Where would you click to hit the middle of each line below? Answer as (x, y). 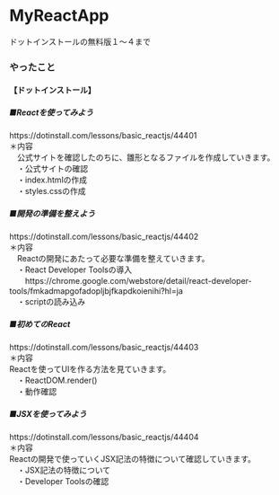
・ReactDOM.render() (57, 380)
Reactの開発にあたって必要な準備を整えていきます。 (113, 259)
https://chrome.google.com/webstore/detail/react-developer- (139, 281)
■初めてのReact (40, 323)
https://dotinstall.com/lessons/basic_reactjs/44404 (104, 438)
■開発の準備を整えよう (52, 214)
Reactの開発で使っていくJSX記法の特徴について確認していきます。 (132, 459)
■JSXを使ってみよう (48, 413)
